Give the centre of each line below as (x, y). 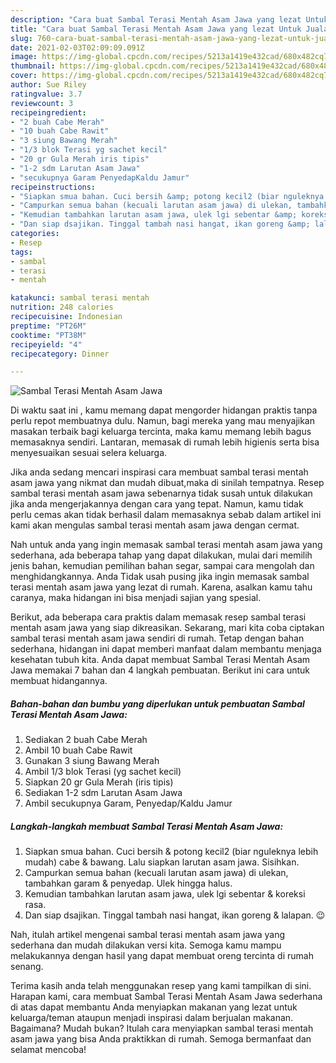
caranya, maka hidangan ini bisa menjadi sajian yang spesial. (136, 598)
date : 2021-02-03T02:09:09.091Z (77, 47)
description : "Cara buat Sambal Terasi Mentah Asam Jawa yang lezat (156, 19)
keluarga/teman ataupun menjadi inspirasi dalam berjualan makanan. (152, 1018)
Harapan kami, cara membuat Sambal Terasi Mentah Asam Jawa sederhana (166, 997)
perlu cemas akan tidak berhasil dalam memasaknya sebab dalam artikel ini (166, 515)
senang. (27, 967)
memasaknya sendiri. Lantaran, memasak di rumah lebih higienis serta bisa (165, 442)
